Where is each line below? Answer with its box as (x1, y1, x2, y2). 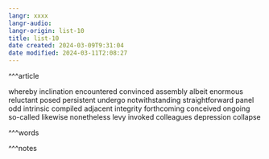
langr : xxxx (8, 11, 48, 20)
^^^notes (8, 144, 38, 153)
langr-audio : (8, 19, 52, 27)
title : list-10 (8, 34, 60, 43)
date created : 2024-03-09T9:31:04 (8, 42, 125, 50)
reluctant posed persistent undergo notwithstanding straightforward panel (8, 96, 255, 104)
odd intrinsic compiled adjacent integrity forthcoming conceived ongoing (8, 104, 250, 113)
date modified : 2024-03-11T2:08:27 (8, 49, 128, 57)
